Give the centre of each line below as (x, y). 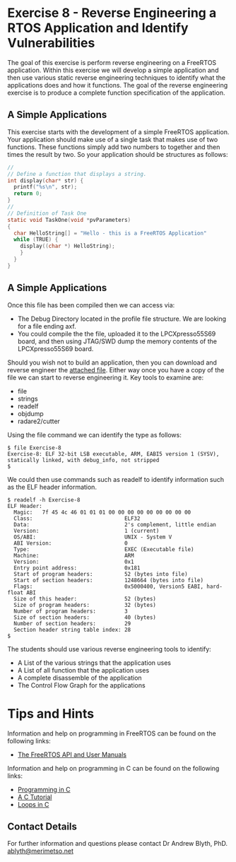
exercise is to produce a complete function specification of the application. (116, 93)
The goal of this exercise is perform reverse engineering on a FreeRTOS (112, 62)
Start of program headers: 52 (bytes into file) (101, 574)
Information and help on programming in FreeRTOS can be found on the (112, 733)
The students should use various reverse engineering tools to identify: (110, 649)
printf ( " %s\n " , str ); (46, 187)
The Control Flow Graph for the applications (82, 685)
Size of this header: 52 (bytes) (85, 598)
